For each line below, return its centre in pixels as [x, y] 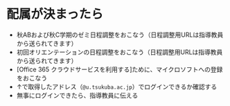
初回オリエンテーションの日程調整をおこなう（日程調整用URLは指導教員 [120, 52]
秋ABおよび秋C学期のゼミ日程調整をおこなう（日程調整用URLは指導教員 [120, 35]
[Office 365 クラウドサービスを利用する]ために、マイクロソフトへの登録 [120, 69]
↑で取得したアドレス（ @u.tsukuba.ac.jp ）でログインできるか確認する [117, 87]
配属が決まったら [55, 14]
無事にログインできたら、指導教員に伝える [77, 95]
